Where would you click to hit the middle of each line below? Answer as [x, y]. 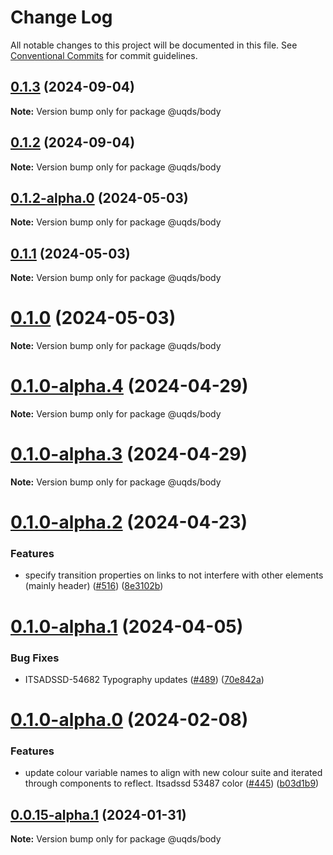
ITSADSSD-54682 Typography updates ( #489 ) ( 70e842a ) [144, 679]
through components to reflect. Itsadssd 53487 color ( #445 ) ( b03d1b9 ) [172, 783]
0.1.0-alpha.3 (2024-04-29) [129, 454]
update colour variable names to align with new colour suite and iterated [173, 773]
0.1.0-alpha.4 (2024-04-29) [129, 386]
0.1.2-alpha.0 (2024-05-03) [99, 197]
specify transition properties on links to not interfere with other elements [174, 575]
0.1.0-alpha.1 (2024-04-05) [127, 626]
